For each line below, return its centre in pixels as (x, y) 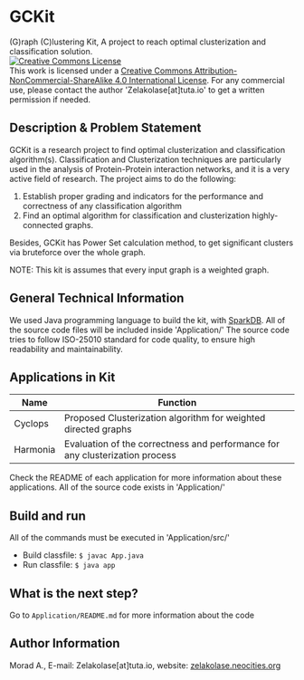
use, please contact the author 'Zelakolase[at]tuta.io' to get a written (137, 90)
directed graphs (98, 429)
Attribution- (216, 71)
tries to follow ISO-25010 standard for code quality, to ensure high (133, 339)
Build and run (47, 516)
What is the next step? (74, 594)
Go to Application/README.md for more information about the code (132, 615)
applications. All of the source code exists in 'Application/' (118, 487)
